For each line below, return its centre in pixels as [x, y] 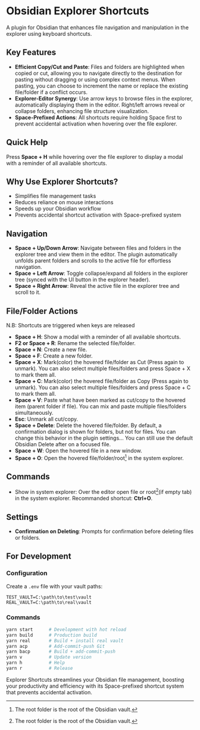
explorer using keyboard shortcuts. [49, 33]
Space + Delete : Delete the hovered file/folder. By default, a [88, 425]
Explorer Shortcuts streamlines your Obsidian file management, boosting [95, 679]
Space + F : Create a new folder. [54, 356]
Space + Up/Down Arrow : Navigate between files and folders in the [98, 248]
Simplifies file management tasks [55, 196]
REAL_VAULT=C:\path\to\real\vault [49, 602]
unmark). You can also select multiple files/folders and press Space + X [102, 368]
